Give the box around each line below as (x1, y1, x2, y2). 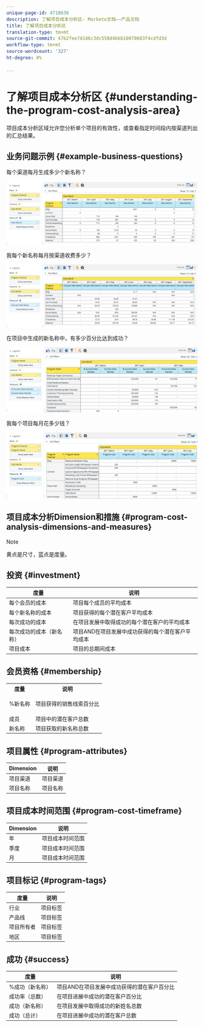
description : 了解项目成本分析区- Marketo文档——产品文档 (6, 16, 140, 22)
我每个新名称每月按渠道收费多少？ (6, 252, 92, 259)
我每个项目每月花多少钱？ (6, 420, 70, 427)
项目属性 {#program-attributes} (6, 745, 127, 756)
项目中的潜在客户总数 (35, 715, 89, 722)
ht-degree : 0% (6, 55, 42, 61)
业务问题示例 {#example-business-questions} (6, 151, 183, 161)
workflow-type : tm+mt (6, 42, 61, 48)
